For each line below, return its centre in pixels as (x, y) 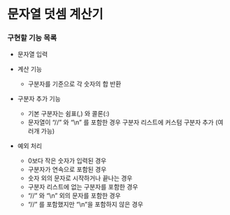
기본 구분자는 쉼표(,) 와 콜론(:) (69, 114)
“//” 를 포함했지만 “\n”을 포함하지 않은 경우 (85, 205)
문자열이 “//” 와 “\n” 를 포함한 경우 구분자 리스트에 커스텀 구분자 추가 (121, 122)
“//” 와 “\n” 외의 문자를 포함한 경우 (74, 195)
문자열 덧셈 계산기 (55, 14)
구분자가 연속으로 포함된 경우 (67, 170)
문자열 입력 (33, 54)
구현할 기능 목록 (32, 38)
